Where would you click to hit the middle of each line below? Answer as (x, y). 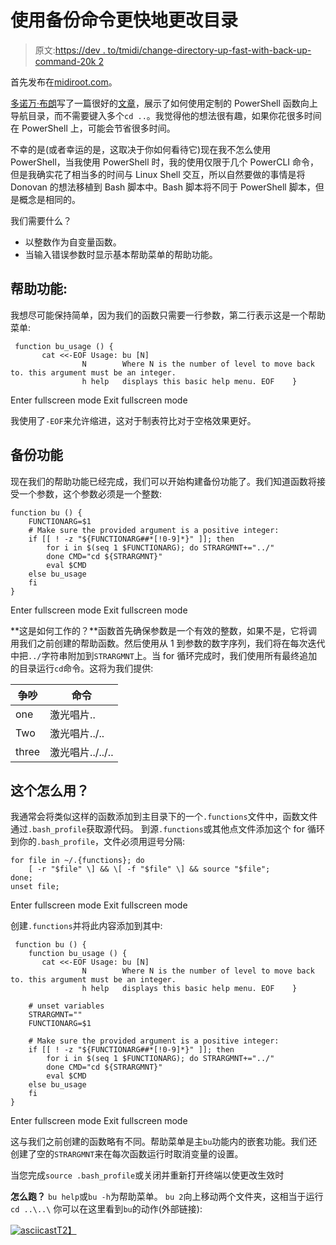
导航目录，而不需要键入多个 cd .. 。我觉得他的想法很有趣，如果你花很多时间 (166, 115)
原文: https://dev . (70, 50)
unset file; (35, 887)
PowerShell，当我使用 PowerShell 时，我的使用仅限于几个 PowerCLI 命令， (164, 162)
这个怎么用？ (50, 790)
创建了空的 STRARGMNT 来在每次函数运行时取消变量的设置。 (127, 1154)
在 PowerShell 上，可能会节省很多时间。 (93, 128)
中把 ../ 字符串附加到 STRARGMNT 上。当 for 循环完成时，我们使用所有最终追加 (164, 655)
